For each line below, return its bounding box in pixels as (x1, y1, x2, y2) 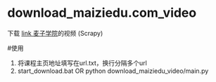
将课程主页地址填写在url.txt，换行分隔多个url (17, 58, 148, 67)
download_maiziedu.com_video (7, 5, 197, 21)
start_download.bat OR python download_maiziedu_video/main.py (17, 67, 209, 75)
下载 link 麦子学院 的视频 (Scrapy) (7, 29, 103, 37)
